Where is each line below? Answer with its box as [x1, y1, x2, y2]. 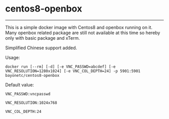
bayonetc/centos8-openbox [5, 73, 59, 78]
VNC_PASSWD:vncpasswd [5, 91, 51, 96]
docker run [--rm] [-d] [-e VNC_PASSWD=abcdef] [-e [5, 64, 116, 69]
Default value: [5, 81, 34, 88]
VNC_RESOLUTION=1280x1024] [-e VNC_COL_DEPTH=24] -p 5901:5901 [5, 68, 141, 73]
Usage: [5, 54, 20, 60]
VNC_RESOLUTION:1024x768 [5, 100, 57, 105]
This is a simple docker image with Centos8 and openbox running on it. [5, 24, 152, 30]
